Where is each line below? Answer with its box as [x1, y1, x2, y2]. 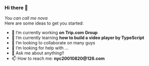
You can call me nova [4, 15, 48, 21]
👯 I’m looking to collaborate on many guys [11, 40, 95, 46]
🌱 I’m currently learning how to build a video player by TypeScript [11, 35, 145, 40]
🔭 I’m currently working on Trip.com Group [11, 30, 98, 36]
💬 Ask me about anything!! [11, 50, 64, 56]
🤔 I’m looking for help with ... [11, 45, 69, 51]
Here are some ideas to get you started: [4, 20, 84, 26]
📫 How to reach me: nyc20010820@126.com [11, 55, 105, 62]
